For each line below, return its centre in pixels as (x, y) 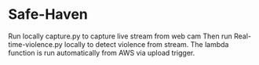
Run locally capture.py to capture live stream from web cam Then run (120, 36)
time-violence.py (35, 44)
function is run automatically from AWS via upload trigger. (102, 52)
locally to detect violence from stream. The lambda (146, 44)
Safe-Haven (48, 14)
